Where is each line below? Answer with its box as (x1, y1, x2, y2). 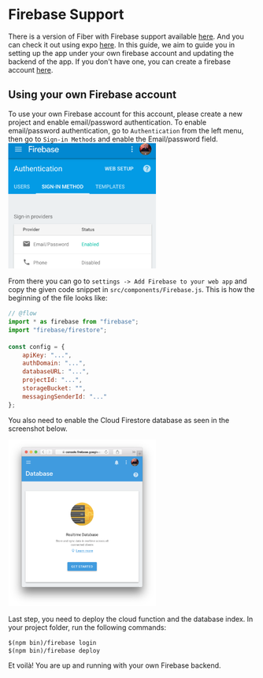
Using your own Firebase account (8, 88, 177, 102)
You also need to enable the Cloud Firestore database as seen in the (8, 415, 230, 425)
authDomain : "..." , (22, 359, 87, 368)
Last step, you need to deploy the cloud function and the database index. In (8, 614, 254, 624)
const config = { (8, 343, 65, 350)
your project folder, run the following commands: (8, 622, 167, 632)
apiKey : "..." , (22, 351, 72, 359)
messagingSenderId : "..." (22, 392, 108, 400)
